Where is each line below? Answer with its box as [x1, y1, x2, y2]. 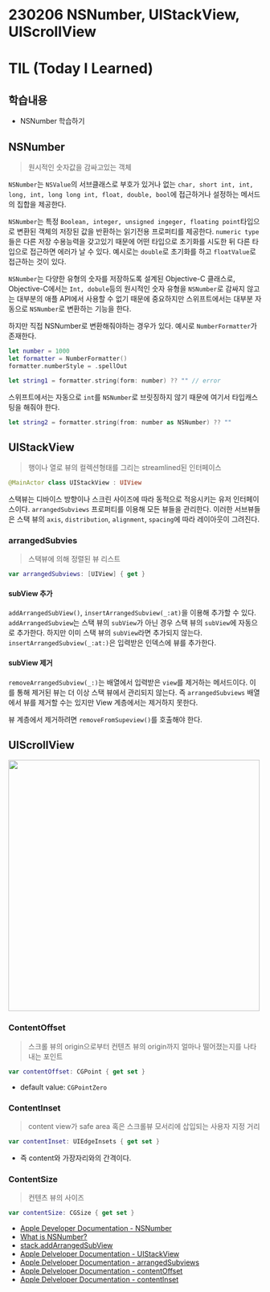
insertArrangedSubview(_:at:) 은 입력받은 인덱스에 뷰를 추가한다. [8, 638, 217, 648]
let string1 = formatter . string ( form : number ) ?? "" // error [8, 376, 221, 385]
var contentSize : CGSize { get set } [8, 1209, 135, 1217]
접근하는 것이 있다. [8, 257, 67, 266]
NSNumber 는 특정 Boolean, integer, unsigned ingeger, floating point [8, 217, 241, 226]
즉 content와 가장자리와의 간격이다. [19, 1153, 132, 1163]
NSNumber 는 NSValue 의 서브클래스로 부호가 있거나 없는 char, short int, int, [8, 179, 254, 189]
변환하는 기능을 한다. [67, 304, 132, 313]
